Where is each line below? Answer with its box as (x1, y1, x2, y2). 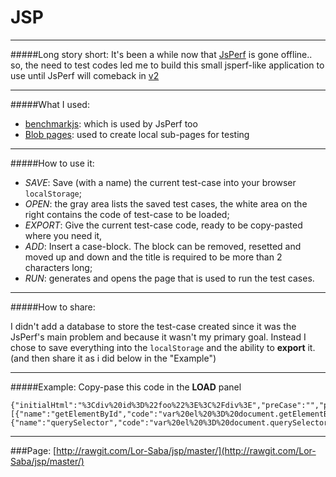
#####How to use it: (10, 157, 95, 169)
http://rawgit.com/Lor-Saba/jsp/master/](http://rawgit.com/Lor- (56, 444, 317, 456)
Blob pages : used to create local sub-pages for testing (24, 128, 250, 140)
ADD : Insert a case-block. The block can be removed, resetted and (24, 240, 302, 252)
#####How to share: (10, 301, 96, 313)
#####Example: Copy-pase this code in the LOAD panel (10, 381, 242, 393)
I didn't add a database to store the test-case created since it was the (10, 320, 297, 332)
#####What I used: (10, 98, 90, 110)
